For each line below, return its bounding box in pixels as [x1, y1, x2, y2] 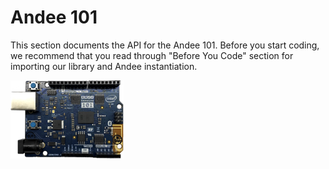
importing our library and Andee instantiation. [10, 60, 198, 72]
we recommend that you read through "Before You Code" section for [10, 49, 294, 61]
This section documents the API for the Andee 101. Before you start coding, [10, 39, 320, 51]
